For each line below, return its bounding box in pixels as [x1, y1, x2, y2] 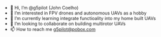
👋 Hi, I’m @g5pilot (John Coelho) [10, 5, 79, 10]
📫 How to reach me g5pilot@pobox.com [10, 26, 96, 32]
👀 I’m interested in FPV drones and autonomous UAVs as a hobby [10, 10, 147, 16]
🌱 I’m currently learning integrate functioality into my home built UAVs [10, 15, 156, 21]
